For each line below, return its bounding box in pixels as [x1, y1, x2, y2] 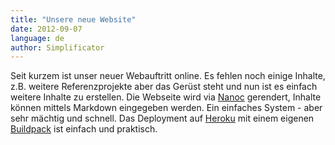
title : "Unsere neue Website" [10, 14, 137, 25]
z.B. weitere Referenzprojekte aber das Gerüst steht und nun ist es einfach [10, 81, 318, 93]
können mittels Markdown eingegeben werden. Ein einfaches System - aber [10, 102, 323, 114]
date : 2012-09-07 [10, 24, 83, 34]
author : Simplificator [10, 42, 105, 53]
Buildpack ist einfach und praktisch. [10, 123, 158, 135]
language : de [10, 33, 65, 43]
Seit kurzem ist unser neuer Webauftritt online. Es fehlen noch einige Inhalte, [10, 70, 326, 82]
